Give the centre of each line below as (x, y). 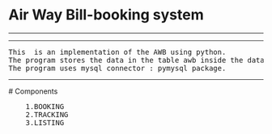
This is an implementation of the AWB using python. (117, 52)
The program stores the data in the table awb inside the (126, 60)
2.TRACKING (47, 114)
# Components (33, 91)
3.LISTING (45, 122)
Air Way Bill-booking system (106, 15)
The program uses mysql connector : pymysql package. (117, 68)
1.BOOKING (45, 106)
